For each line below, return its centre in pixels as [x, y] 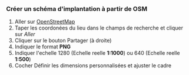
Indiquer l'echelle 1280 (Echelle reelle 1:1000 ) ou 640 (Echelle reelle [97, 53]
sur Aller [25, 34]
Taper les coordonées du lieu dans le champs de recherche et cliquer [99, 28]
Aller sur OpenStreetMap [45, 22]
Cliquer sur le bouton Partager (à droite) [63, 41]
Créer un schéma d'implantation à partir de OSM [77, 9]
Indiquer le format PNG [43, 47]
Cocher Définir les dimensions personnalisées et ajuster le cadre [93, 66]
